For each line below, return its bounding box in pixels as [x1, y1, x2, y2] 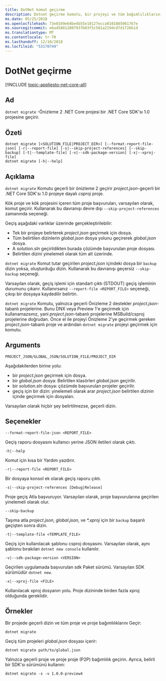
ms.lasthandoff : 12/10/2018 [5, 40, 63, 44]
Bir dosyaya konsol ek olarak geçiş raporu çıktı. [5, 475, 101, 481]
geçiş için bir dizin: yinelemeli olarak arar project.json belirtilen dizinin [12, 388, 154, 394]
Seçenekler [5, 417, 41, 426]
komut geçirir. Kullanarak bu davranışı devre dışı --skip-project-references [5, 205, 160, 211]
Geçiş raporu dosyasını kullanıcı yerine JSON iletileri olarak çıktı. [5, 439, 136, 445]
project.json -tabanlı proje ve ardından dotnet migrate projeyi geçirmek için [5, 321, 158, 327]
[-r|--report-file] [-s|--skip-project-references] [18, 146, 127, 151]
